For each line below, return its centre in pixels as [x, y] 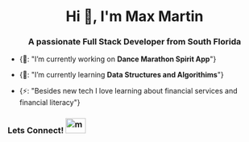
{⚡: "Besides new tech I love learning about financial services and [128, 91]
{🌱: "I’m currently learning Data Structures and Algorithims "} [121, 75]
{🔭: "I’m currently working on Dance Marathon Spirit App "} [118, 59]
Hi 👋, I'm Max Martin [135, 17]
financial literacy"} [50, 102]
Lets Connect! [36, 131]
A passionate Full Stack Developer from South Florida [135, 42]
